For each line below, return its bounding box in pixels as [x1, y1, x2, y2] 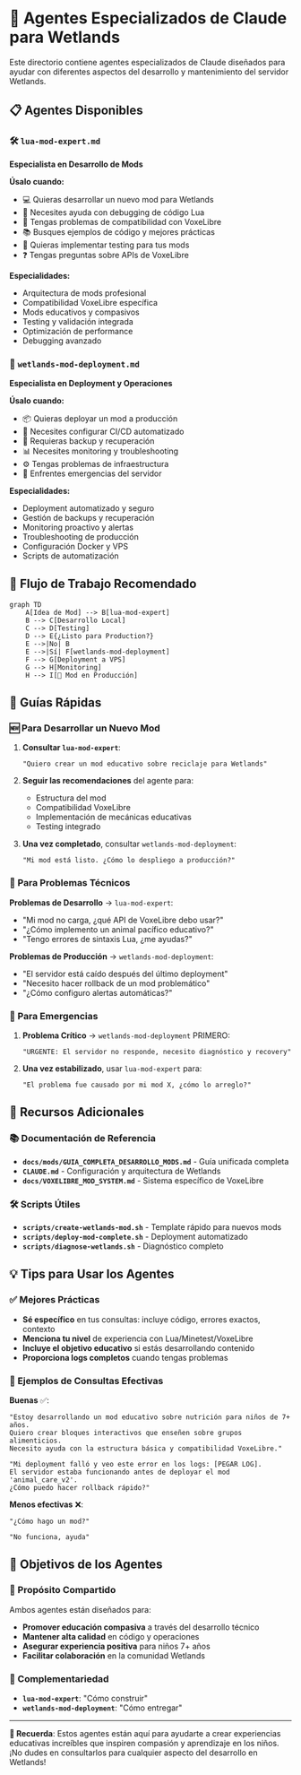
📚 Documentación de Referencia [9, 1132, 157, 1145]
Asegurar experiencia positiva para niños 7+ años [21, 1641, 211, 1651]
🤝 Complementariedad [9, 1672, 109, 1684]
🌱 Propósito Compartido [9, 1584, 116, 1597]
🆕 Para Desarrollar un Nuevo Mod [9, 722, 161, 734]
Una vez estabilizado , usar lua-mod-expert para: [21, 1063, 202, 1074]
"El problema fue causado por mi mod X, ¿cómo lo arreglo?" [21, 1080, 252, 1090]
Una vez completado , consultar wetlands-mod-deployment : [21, 838, 237, 850]
